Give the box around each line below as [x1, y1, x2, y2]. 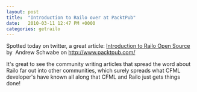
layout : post [6, 8, 39, 15]
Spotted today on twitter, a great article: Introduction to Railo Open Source [6, 42, 190, 50]
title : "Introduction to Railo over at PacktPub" [6, 15, 136, 21]
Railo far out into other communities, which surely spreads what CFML [6, 67, 181, 74]
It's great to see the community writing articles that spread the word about [6, 61, 191, 68]
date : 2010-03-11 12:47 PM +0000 [6, 20, 96, 26]
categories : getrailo [6, 25, 61, 32]
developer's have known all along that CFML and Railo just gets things [6, 73, 181, 80]
